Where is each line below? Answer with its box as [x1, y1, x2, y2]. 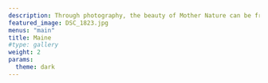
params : [8, 56, 34, 64]
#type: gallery [8, 41, 59, 49]
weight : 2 [8, 48, 41, 56]
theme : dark [15, 63, 56, 71]
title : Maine [8, 33, 52, 42]
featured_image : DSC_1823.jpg [8, 19, 109, 27]
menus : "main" [8, 26, 56, 34]
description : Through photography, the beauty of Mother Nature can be [8, 11, 251, 20]
